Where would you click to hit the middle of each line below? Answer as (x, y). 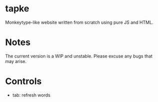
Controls (23, 81)
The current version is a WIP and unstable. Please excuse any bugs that (79, 56)
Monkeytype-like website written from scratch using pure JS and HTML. (79, 22)
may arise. (16, 61)
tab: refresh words (31, 95)
